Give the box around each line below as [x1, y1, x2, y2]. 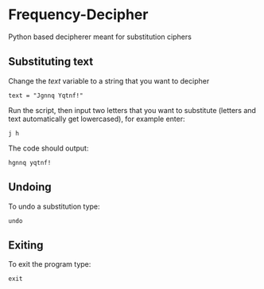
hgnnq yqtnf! [8, 158, 52, 166]
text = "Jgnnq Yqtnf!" [8, 92, 83, 100]
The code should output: [8, 143, 89, 153]
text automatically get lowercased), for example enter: [8, 114, 185, 123]
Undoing [8, 181, 52, 194]
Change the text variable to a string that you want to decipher [8, 76, 210, 85]
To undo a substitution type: [8, 201, 101, 211]
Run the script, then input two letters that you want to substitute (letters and [8, 105, 257, 115]
